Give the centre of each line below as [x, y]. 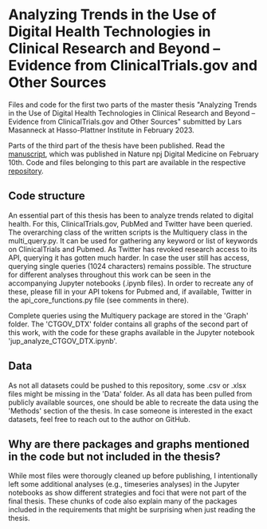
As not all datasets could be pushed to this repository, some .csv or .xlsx [128, 385]
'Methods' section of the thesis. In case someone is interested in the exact [130, 411]
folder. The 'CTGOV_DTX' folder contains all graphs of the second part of [128, 324]
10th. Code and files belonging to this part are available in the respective [127, 162]
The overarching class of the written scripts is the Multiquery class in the [128, 232]
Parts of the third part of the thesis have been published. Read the [117, 145]
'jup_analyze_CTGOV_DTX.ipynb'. [63, 341]
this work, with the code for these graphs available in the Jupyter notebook [132, 332]
